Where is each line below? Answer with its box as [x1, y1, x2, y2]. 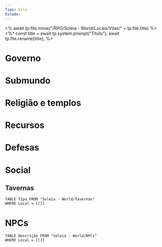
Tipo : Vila [5, 7, 27, 12]
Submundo [5, 75, 51, 86]
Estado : [5, 12, 21, 17]
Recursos [5, 120, 45, 131]
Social [5, 164, 31, 176]
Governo [5, 52, 41, 64]
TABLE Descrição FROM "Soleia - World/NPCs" [5, 233, 97, 239]
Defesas [5, 142, 40, 153]
